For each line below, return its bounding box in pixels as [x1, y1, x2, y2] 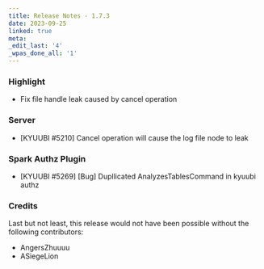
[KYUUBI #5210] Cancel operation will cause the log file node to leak [19, 132, 249, 142]
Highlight [8, 76, 46, 87]
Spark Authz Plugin [8, 153, 86, 164]
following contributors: [8, 227, 84, 237]
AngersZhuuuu [19, 243, 70, 253]
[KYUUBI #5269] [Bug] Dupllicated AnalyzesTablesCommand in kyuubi [19, 171, 257, 181]
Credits [8, 200, 38, 211]
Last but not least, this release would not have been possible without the [8, 219, 249, 229]
